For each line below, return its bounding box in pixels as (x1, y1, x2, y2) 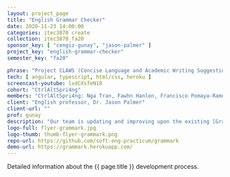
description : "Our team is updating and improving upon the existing (7, 118, 210, 125)
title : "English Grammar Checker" (7, 16, 106, 23)
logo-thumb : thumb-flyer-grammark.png (7, 131, 118, 138)
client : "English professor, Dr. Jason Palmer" (7, 99, 146, 106)
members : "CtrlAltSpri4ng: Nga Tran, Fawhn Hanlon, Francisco (7, 93, 188, 99)
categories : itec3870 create (7, 29, 90, 36)
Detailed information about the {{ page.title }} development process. (7, 163, 199, 171)
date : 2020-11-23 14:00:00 (7, 23, 84, 29)
